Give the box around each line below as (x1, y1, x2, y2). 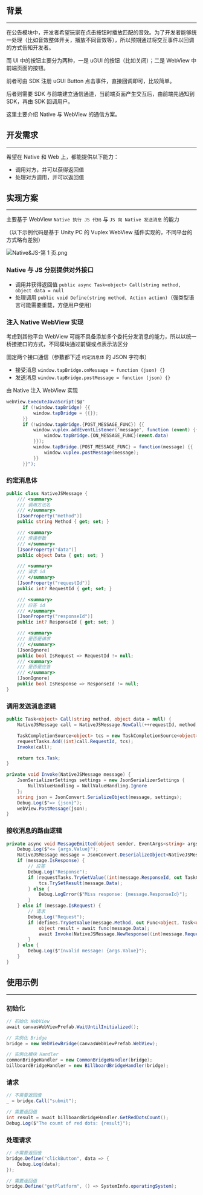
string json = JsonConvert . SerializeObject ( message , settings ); (17, 794, 182, 800)
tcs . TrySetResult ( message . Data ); (38, 880, 123, 886)
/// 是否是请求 (17, 636, 51, 642)
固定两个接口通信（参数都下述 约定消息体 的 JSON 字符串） (6, 354, 150, 361)
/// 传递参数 (17, 535, 47, 541)
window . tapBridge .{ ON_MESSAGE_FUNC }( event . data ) (44, 433, 169, 439)
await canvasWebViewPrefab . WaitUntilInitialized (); (6, 1024, 139, 1030)
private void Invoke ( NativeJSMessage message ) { (6, 772, 131, 778)
